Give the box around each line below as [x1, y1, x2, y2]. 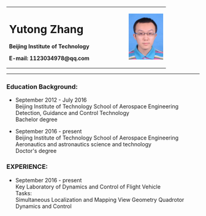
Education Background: [6, 83, 78, 91]
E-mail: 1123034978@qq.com [9, 54, 90, 62]
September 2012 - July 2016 [15, 96, 87, 104]
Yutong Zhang [9, 22, 84, 36]
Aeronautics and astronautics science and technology [15, 141, 152, 148]
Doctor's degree [15, 147, 57, 155]
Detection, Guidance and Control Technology [15, 110, 130, 117]
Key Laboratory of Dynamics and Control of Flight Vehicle [15, 183, 161, 190]
